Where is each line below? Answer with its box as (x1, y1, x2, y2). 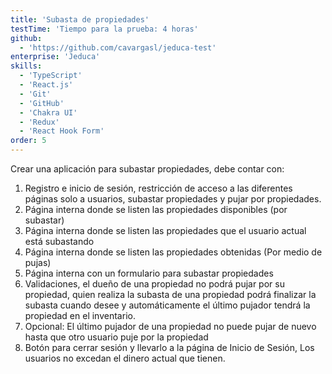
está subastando (24, 236, 95, 247)
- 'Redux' (19, 117, 60, 127)
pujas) (24, 257, 52, 268)
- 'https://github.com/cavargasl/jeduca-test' (19, 42, 217, 53)
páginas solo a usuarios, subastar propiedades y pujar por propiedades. (24, 193, 322, 205)
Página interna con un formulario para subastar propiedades (24, 267, 274, 279)
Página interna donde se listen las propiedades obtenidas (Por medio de (24, 246, 323, 258)
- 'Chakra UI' (19, 107, 78, 118)
